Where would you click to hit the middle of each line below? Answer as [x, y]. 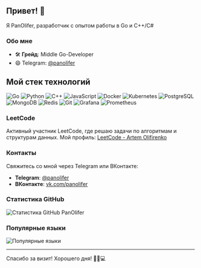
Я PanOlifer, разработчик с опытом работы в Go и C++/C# [80, 25]
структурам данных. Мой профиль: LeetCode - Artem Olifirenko [87, 138]
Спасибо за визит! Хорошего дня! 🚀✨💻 [56, 258]
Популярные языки [36, 228]
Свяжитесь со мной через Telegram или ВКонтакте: [72, 166]
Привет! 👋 [26, 11]
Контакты [22, 153]
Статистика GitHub [35, 199]
